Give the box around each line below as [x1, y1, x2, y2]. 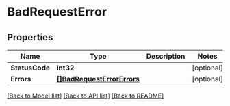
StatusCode [10, 63, 50, 72]
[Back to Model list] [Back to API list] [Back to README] [7, 92, 164, 100]
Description [146, 52, 186, 61]
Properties [7, 31, 53, 43]
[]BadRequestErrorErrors [56, 75, 140, 83]
